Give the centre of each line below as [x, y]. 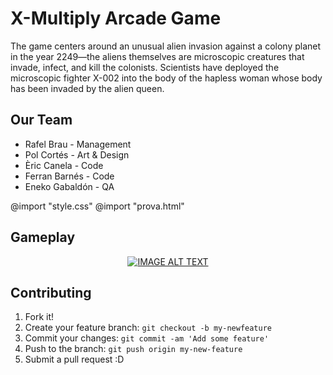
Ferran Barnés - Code [69, 176]
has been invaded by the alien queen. [87, 88]
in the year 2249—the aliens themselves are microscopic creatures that [157, 56]
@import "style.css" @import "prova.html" [97, 206]
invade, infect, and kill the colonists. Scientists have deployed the [145, 67]
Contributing [51, 292]
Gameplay [43, 237]
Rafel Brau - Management [78, 144]
